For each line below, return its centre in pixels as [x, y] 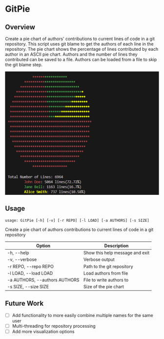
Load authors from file [106, 273]
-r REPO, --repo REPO [30, 266]
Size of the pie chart [104, 287]
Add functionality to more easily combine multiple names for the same [83, 315]
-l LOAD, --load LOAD [30, 273]
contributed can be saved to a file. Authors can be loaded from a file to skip [81, 59]
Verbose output [99, 259]
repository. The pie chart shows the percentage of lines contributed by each [82, 49]
